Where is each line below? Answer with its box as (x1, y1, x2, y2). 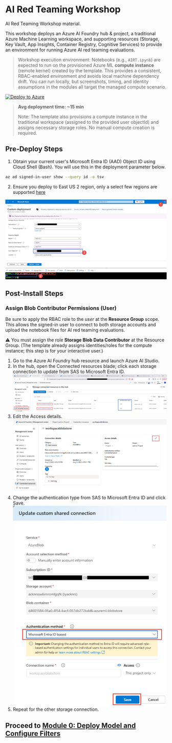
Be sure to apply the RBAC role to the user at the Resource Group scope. (5, 316, 160, 322)
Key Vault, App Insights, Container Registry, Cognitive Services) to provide (5, 41, 162, 47)
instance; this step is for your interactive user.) (5, 348, 103, 354)
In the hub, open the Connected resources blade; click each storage (12, 363, 157, 369)
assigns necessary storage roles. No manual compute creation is (17, 124, 155, 130)
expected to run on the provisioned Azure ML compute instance (17, 62, 155, 68)
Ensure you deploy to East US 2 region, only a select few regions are (12, 183, 158, 190)
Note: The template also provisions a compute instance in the (17, 114, 147, 120)
